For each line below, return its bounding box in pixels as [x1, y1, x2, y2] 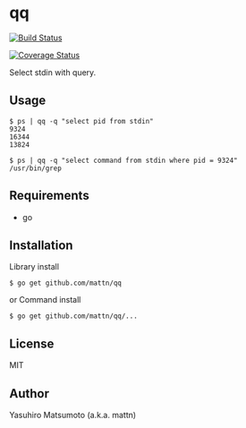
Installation [9, 237, 73, 253]
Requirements [9, 188, 89, 203]
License [9, 336, 55, 351]
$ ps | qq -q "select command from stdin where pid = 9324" [9, 156, 239, 165]
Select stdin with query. [9, 66, 97, 78]
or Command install [9, 295, 81, 305]
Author [9, 386, 49, 401]
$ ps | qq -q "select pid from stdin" [9, 116, 154, 125]
